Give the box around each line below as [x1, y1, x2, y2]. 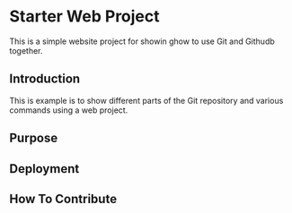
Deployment [9, 161, 80, 176]
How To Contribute [9, 191, 118, 207]
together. [9, 45, 43, 55]
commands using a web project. [9, 105, 128, 115]
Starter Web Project [9, 6, 160, 27]
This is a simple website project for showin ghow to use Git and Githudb [9, 36, 276, 47]
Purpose [9, 131, 58, 146]
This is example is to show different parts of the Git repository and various [9, 95, 284, 106]
